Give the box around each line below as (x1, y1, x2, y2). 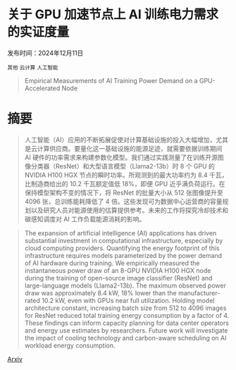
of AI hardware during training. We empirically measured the (24, 259, 200, 267)
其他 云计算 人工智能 (7, 64, 58, 71)
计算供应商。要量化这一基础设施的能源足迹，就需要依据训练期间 (37, 144, 223, 152)
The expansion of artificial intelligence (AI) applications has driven (24, 228, 217, 237)
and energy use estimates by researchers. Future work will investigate (24, 326, 228, 335)
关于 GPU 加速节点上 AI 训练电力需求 (7, 6, 218, 23)
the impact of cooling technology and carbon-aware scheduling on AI (24, 333, 227, 342)
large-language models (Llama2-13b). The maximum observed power (24, 281, 227, 290)
